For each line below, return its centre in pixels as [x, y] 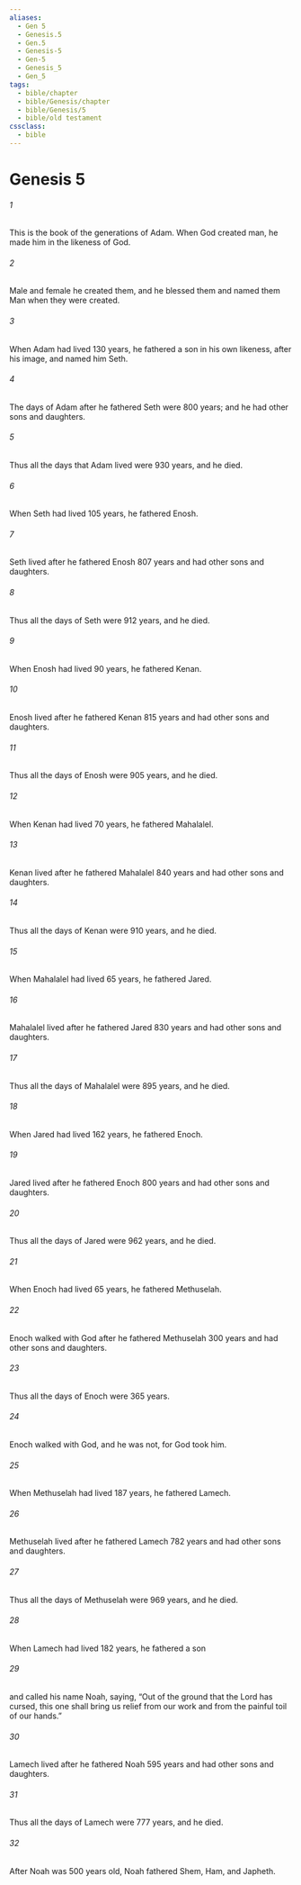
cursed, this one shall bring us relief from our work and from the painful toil [148, 1706]
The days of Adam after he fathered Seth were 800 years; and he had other [149, 407]
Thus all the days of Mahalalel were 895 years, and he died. [120, 1085]
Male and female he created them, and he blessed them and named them [145, 291]
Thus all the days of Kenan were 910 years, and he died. [113, 930]
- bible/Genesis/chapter [64, 101]
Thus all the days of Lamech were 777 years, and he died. [116, 1822]
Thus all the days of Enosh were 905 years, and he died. [114, 775]
